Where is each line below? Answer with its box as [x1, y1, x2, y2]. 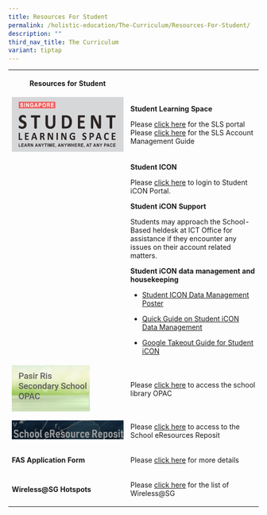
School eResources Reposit [130, 430, 220, 439]
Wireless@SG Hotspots [11, 484, 91, 494]
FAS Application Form [11, 455, 86, 465]
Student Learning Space [130, 104, 213, 114]
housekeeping [130, 275, 179, 284]
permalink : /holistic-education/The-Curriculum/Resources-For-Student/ [8, 21, 250, 29]
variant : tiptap [8, 46, 62, 55]
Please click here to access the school [130, 380, 256, 389]
